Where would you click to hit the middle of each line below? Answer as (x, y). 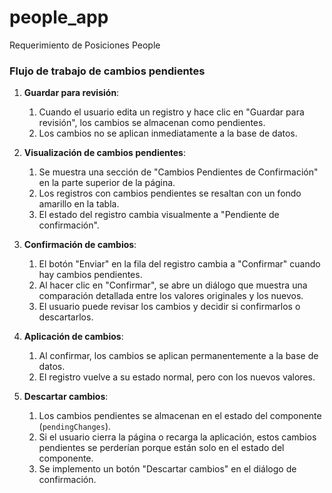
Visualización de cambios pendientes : (105, 153)
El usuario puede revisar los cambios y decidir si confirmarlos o (169, 307)
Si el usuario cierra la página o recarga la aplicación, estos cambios (177, 437)
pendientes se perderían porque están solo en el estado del (161, 448)
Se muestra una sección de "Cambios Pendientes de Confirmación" (178, 172)
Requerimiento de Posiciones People (85, 45)
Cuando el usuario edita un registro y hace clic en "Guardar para (171, 112)
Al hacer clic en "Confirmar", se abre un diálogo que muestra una (173, 285)
